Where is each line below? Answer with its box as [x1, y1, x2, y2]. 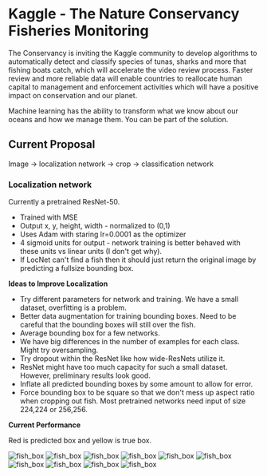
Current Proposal [8, 137, 96, 152]
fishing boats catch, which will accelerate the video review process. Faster [8, 65, 253, 74]
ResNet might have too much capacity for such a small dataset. [19, 363, 228, 372]
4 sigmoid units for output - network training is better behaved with [19, 238, 241, 248]
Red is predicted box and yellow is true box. [8, 436, 152, 446]
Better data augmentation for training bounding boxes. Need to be [19, 311, 237, 321]
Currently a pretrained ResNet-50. [8, 197, 120, 207]
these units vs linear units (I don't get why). [19, 247, 162, 256]
